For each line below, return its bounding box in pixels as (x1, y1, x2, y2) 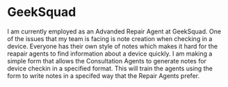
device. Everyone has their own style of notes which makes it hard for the (7, 42, 218, 50)
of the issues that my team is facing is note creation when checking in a (7, 34, 213, 42)
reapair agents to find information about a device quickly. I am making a (7, 49, 213, 58)
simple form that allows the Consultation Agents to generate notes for (7, 56, 207, 65)
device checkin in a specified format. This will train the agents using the (7, 64, 213, 72)
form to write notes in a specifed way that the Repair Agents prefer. (7, 71, 200, 80)
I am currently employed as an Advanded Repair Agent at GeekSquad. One (7, 27, 221, 35)
